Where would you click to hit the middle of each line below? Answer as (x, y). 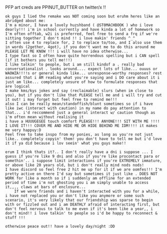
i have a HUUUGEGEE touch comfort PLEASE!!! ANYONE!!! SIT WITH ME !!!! (82, 121)
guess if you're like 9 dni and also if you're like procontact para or (82, 156)
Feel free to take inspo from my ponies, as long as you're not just (79, 134)
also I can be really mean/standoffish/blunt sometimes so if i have (79, 104)
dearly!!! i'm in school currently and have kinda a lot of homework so (82, 29)
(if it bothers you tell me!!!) (39, 60)
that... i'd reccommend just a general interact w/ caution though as (80, 112)
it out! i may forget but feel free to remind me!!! (61, 99)
